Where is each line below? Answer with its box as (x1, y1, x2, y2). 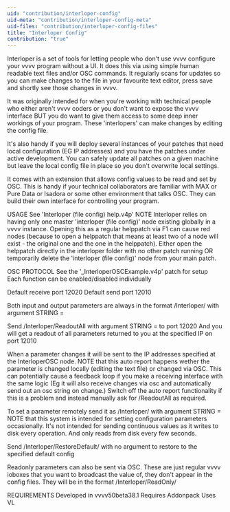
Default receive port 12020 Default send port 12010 (7, 288, 152, 297)
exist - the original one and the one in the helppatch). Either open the (7, 239, 203, 248)
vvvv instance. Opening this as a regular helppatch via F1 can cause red (7, 225, 211, 233)
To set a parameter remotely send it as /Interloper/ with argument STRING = (7, 407, 222, 416)
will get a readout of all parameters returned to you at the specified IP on (7, 330, 213, 338)
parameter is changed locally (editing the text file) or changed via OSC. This (7, 365, 222, 373)
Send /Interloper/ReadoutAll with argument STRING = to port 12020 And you (7, 322, 222, 330)
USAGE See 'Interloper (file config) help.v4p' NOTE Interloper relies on (7, 211, 207, 219)
